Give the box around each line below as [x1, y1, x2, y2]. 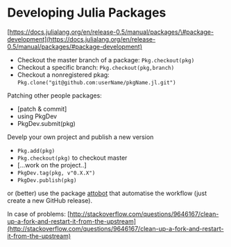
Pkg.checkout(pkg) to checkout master [17, 154, 128, 162]
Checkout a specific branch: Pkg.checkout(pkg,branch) [17, 63, 175, 71]
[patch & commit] [17, 104, 67, 113]
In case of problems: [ [7, 210, 70, 218]
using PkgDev [17, 112, 58, 120]
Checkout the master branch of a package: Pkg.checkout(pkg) [17, 55, 195, 64]
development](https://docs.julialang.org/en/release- [7, 35, 156, 43]
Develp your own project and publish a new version [7, 133, 154, 141]
